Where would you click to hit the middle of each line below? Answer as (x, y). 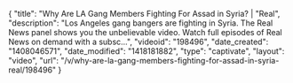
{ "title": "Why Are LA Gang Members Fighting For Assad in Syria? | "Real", (144, 14)
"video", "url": (34, 60)
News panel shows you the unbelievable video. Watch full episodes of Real (145, 32)
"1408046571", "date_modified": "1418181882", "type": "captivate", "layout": (146, 51)
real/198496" (32, 70)
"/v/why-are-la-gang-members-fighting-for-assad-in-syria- (170, 60)
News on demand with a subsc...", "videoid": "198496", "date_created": (139, 41)
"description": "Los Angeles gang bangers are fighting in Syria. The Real (141, 23)
